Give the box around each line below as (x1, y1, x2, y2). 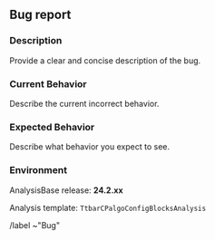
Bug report (9, 7, 72, 23)
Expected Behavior (9, 120, 95, 133)
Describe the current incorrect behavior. (9, 98, 160, 109)
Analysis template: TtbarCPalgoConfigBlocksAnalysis (9, 202, 207, 213)
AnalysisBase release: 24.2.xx (9, 185, 124, 196)
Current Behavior (9, 77, 88, 90)
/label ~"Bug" (9, 219, 61, 230)
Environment (9, 164, 68, 177)
